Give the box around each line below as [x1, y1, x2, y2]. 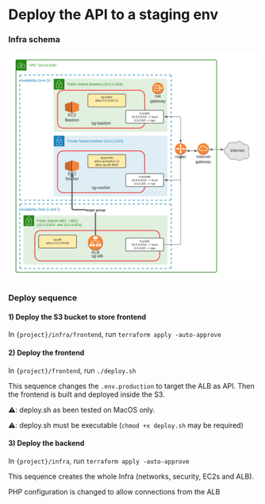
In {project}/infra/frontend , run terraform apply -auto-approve [8, 330, 222, 339]
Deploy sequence [8, 293, 78, 304]
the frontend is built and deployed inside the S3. [8, 390, 165, 399]
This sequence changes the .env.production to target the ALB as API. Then [8, 381, 255, 390]
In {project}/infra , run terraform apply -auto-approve [8, 456, 190, 466]
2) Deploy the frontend [8, 347, 85, 357]
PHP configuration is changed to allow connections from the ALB [8, 487, 221, 496]
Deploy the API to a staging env [8, 6, 219, 24]
